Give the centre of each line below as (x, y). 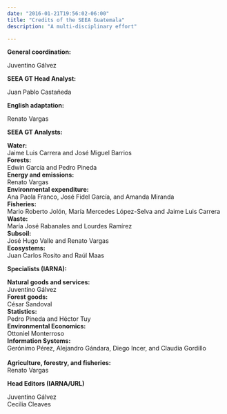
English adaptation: (36, 106)
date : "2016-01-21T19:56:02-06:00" (58, 13)
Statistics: (22, 312)
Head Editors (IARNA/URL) (46, 384)
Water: (17, 146)
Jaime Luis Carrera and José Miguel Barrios (70, 153)
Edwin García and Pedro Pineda (52, 168)
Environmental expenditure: (48, 190)
